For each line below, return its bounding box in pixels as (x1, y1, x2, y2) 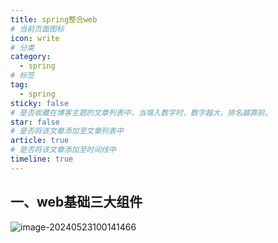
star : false (10, 117, 60, 127)
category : (10, 52, 52, 62)
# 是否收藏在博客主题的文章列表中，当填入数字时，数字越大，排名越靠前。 (10, 107, 273, 118)
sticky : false (10, 98, 70, 108)
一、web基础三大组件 (10, 194, 143, 211)
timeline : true (10, 154, 74, 164)
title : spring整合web (10, 14, 98, 25)
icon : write (10, 33, 60, 43)
